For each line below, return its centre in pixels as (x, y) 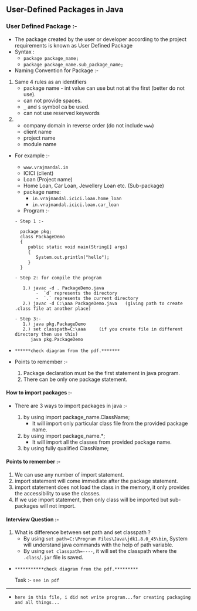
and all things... (37, 603)
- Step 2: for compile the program (58, 278)
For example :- (32, 156)
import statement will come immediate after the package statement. (96, 481)
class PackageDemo (43, 237)
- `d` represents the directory (77, 293)
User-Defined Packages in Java (65, 10)
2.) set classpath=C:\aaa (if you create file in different (103, 329)
